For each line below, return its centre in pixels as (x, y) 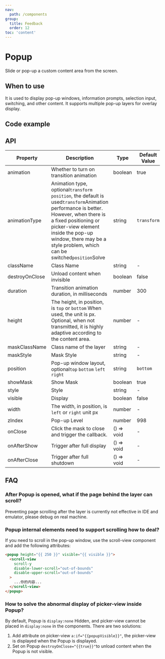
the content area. (71, 339)
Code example (28, 124)
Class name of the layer (78, 347)
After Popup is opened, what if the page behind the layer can (79, 495)
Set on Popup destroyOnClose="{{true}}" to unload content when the (82, 646)
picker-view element (75, 227)
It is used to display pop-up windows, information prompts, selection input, (81, 98)
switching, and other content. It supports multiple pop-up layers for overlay (81, 103)
